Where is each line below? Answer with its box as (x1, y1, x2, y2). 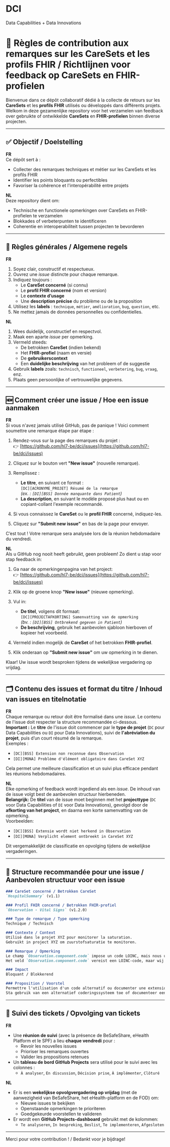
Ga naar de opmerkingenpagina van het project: (13, 566, 113, 572)
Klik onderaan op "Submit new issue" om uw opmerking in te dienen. (13, 649, 158, 656)
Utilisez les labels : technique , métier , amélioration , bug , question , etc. (13, 303, 160, 309)
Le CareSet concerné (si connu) (20, 282, 88, 288)
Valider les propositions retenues (20, 1054, 89, 1060)
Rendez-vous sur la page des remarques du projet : (13, 437, 121, 444)
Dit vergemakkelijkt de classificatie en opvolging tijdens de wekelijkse (6, 843, 150, 849)
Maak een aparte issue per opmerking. (13, 333, 94, 339)
